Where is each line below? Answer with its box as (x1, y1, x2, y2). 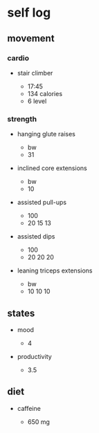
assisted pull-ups (17, 199, 67, 207)
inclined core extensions (17, 164, 88, 172)
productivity (17, 352, 52, 360)
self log (7, 5, 51, 21)
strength (7, 114, 37, 124)
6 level (27, 97, 47, 105)
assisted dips (17, 232, 55, 241)
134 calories (27, 89, 63, 98)
